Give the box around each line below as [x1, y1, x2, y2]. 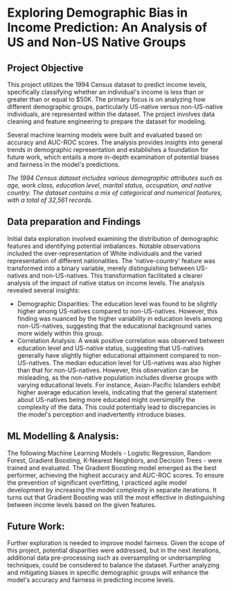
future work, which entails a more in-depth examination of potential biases [7, 153, 220, 161]
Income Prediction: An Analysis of [7, 19, 208, 35]
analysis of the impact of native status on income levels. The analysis [7, 278, 205, 287]
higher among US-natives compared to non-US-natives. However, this [17, 307, 218, 315]
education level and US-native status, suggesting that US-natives [17, 344, 204, 352]
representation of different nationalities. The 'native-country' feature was [7, 256, 216, 265]
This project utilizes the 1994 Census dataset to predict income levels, [7, 81, 208, 88]
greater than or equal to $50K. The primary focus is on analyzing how [7, 95, 206, 103]
